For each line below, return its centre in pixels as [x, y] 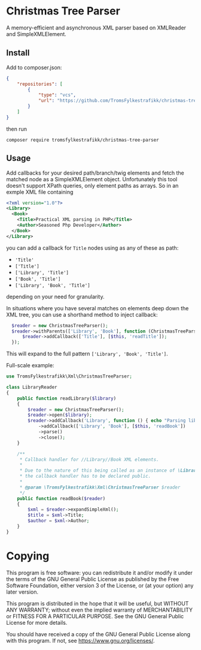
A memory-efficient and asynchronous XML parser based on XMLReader [96, 28]
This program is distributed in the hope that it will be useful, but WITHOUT [98, 603]
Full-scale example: [30, 366]
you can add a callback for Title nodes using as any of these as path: [92, 248]
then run [17, 129]
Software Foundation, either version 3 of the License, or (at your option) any [100, 585]
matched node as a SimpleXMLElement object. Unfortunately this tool [92, 179]
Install [18, 53]
